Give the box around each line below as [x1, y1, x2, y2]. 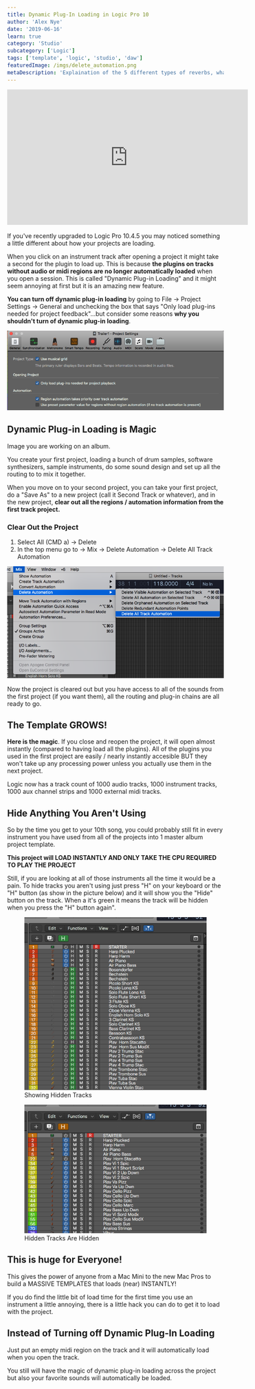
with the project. [7, 1307, 54, 1315]
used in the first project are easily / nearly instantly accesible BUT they [7, 752, 208, 760]
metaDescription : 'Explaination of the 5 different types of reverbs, [7, 69, 214, 76]
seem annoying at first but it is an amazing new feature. [7, 281, 165, 290]
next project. [7, 767, 43, 775]
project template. [7, 840, 56, 849]
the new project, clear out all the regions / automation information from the [7, 497, 224, 506]
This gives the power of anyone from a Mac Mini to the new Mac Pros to [7, 1272, 212, 1280]
